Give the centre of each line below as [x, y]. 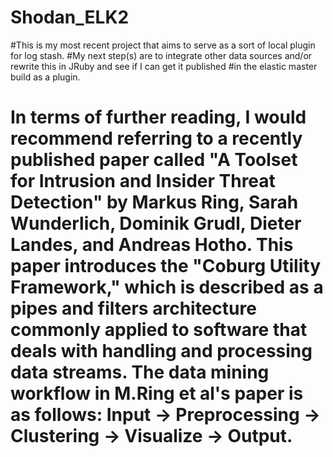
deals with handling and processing [161, 351]
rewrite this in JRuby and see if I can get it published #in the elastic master [164, 66]
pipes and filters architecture [133, 308]
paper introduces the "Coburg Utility [166, 266]
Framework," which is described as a [167, 287]
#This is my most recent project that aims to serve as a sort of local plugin [163, 45]
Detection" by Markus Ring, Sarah [154, 202]
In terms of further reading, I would [158, 117]
